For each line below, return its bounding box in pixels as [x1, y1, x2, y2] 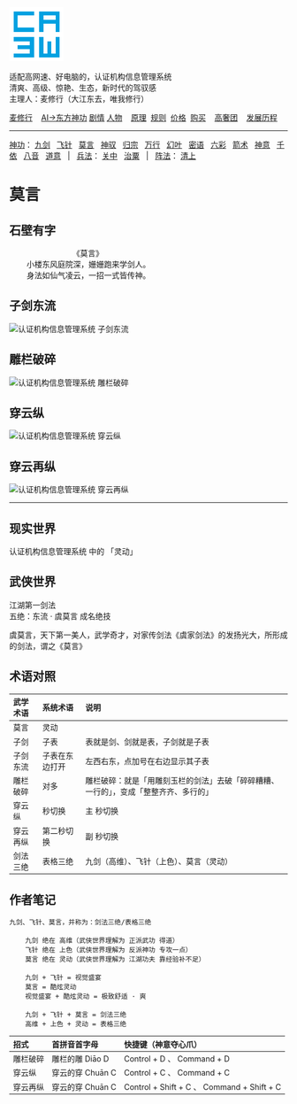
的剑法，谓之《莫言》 [9, 640, 87, 651]
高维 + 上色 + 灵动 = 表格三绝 [25, 1020, 126, 1029]
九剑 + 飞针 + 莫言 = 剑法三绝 [25, 1010, 126, 1020]
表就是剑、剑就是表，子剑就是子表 [85, 736, 209, 746]
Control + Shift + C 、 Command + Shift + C [123, 1081, 282, 1092]
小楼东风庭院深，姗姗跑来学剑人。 [26, 259, 151, 269]
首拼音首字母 [51, 1038, 99, 1049]
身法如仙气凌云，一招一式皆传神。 [26, 270, 151, 281]
